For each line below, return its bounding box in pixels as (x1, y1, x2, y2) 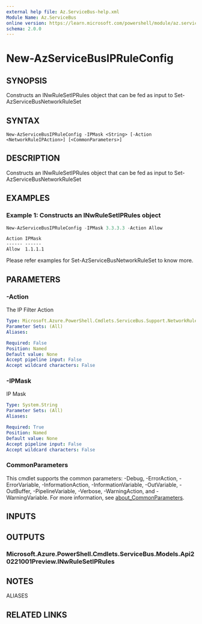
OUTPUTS (6, 532, 45, 542)
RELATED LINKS (6, 610, 67, 620)
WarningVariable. (6, 494, 49, 501)
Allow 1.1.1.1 (6, 246, 44, 252)
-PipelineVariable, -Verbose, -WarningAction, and (32, 487, 155, 495)
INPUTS (6, 511, 36, 522)
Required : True (6, 424, 44, 430)
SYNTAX (6, 115, 40, 126)
